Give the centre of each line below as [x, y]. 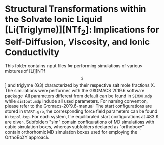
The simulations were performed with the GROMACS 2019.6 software [75, 90]
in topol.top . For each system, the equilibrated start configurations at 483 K [82, 116]
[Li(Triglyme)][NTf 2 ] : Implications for [82, 31]
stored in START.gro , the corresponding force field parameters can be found [81, 111]
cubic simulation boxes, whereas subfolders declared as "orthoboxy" [75, 127]
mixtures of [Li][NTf [25, 71]
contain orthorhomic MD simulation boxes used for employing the [71, 132]
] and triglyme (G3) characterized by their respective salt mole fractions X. [80, 85]
